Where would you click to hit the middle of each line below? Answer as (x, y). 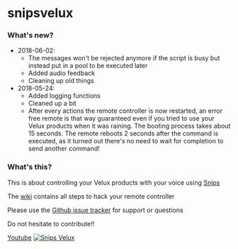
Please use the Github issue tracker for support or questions (95, 210)
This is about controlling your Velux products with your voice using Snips (114, 182)
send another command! (64, 149)
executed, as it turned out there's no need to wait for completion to (126, 141)
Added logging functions (64, 96)
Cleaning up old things (61, 81)
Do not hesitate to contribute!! (51, 223)
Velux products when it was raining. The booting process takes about (129, 126)
